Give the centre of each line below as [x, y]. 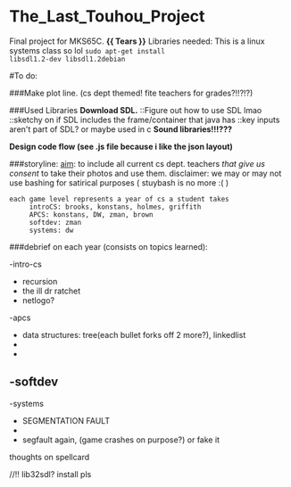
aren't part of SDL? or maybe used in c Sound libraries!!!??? [121, 129]
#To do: [24, 75]
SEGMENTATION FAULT [66, 420]
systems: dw [51, 230]
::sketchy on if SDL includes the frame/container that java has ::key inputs [145, 120]
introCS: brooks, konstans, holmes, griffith [115, 207]
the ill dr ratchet [51, 291]
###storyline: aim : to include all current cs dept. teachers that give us [137, 163]
